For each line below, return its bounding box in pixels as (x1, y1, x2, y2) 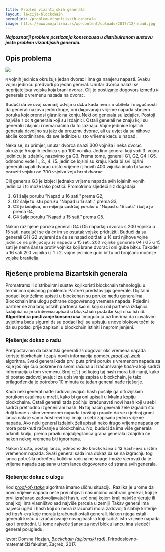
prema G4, (12, 209, 34, 215)
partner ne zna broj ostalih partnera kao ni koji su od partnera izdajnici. (5, 303, 149, 309)
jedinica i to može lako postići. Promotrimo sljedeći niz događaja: (5, 183, 137, 190)
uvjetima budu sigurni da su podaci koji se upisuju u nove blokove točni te (5, 319, 155, 325)
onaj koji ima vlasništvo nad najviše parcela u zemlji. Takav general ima (5, 500, 149, 506)
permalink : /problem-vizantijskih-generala (5, 16, 96, 21)
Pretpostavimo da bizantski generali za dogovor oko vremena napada (5, 348, 146, 354)
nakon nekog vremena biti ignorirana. (5, 436, 81, 442)
